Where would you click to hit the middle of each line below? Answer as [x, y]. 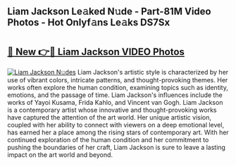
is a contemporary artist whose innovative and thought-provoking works [112, 110]
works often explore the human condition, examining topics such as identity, [118, 88]
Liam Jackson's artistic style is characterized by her [153, 72]
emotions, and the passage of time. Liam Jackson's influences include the [115, 95]
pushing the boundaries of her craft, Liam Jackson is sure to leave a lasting [116, 147]
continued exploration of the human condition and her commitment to [108, 140]
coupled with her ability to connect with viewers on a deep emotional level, [116, 125]
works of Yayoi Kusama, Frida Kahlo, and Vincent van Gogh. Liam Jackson [115, 102]
